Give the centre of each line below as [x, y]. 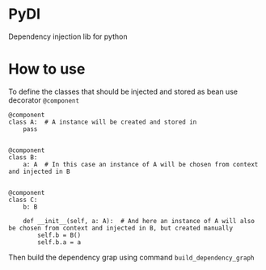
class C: [23, 200]
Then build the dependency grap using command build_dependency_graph [131, 257]
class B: [23, 157]
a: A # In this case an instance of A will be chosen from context [141, 164]
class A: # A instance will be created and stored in [103, 122]
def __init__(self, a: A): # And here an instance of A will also [139, 221]
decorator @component [44, 100]
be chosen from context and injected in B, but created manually [120, 228]
